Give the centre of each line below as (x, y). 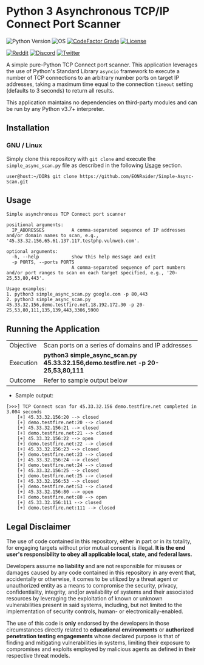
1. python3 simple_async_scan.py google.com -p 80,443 (77, 294)
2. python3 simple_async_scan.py (49, 300)
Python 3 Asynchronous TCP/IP (88, 11)
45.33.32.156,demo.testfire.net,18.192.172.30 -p (70, 305)
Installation (28, 128)
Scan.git (17, 182)
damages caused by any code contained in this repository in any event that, (101, 573)
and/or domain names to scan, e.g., (53, 236)
